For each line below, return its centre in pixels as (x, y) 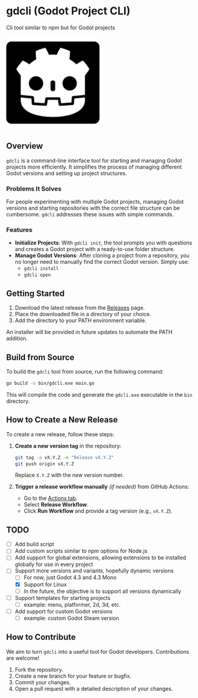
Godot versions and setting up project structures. (66, 173)
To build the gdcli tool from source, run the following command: (85, 371)
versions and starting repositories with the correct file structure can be (93, 208)
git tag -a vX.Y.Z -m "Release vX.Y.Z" (64, 457)
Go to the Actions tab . (50, 498)
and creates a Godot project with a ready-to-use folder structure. (95, 249)
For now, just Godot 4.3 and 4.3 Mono (70, 577)
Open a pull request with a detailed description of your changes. (94, 688)
